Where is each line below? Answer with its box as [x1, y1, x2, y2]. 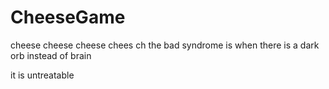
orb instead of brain [10, 49, 92, 61]
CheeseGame [10, 6, 126, 29]
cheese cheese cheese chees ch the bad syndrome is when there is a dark [10, 39, 320, 51]
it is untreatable [10, 69, 75, 81]
